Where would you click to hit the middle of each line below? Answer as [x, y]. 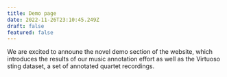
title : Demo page [32, 13]
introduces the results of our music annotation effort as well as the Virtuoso [114, 59]
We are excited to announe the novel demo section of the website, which [110, 52]
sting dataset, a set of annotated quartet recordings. [81, 66]
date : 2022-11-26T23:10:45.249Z [53, 20]
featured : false [30, 32]
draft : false [26, 26]
